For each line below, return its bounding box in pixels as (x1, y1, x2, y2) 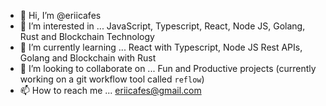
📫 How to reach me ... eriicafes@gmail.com (19, 85, 202, 96)
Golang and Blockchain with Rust (19, 52, 157, 64)
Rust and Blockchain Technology (19, 31, 155, 42)
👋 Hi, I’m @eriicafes (19, 10, 102, 21)
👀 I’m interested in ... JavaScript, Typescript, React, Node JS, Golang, (19, 20, 306, 32)
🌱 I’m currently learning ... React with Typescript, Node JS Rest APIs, (19, 41, 303, 53)
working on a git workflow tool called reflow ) (19, 73, 205, 85)
